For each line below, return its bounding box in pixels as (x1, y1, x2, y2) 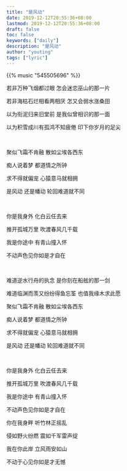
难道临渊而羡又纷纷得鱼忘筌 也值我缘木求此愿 (6, 289, 121, 297)
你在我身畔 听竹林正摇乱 (6, 419, 67, 426)
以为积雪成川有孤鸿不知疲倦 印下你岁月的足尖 (6, 123, 121, 131)
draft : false (6, 26, 40, 33)
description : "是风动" (6, 44, 62, 50)
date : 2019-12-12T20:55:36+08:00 (6, 15, 92, 21)
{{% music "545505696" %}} (6, 71, 81, 79)
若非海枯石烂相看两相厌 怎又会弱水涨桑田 (6, 97, 110, 104)
